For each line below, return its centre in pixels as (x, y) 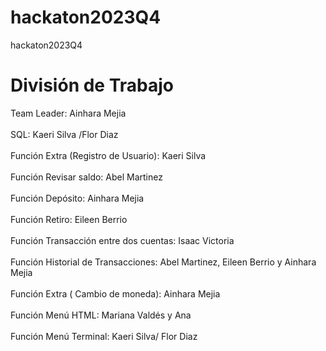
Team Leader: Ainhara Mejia (68, 113)
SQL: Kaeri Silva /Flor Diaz (64, 134)
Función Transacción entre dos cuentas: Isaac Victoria (122, 240)
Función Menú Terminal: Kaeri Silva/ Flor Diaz (104, 336)
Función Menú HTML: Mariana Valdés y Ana (101, 315)
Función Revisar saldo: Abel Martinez (86, 177)
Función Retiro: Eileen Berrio (69, 219)
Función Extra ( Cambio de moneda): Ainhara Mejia (115, 293)
